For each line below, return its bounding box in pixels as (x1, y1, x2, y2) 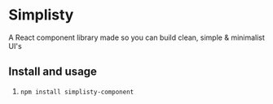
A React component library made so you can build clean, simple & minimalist (8, 32, 265, 42)
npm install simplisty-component (20, 88, 134, 96)
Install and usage (8, 65, 98, 79)
